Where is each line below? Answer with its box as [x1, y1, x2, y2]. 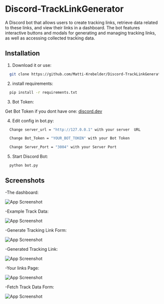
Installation [5, 49, 40, 58]
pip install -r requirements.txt [9, 90, 78, 95]
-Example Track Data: [5, 208, 49, 214]
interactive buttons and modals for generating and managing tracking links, [5, 30, 156, 36]
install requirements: [12, 81, 54, 86]
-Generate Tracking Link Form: [5, 227, 67, 233]
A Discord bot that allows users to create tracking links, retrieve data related [5, 20, 158, 25]
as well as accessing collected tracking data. [5, 35, 95, 41]
